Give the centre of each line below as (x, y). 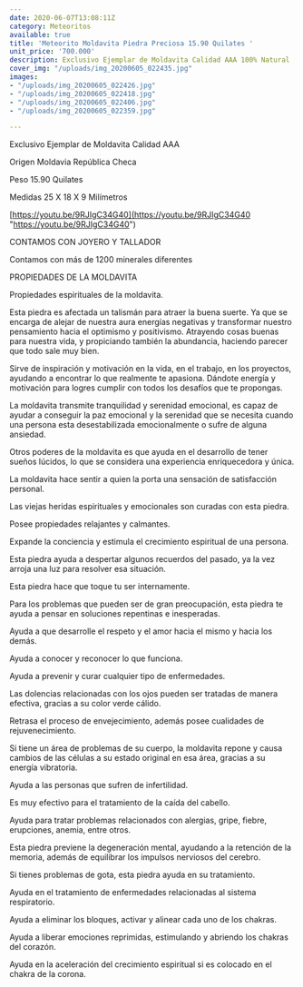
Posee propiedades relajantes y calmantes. (90, 524)
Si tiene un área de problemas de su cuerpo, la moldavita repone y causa (146, 748)
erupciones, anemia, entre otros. (70, 830)
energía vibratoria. (44, 767)
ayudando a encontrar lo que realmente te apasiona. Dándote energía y (143, 379)
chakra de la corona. (48, 974)
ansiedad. (28, 434)
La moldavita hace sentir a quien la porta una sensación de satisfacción (143, 479)
